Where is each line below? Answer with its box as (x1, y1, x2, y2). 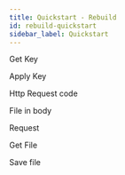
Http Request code (9, 88, 78, 99)
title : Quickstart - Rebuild (9, 12, 117, 22)
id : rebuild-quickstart (9, 21, 98, 30)
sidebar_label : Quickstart (9, 29, 109, 38)
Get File (9, 139, 38, 151)
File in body (9, 106, 52, 116)
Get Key (9, 54, 38, 65)
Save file (9, 157, 42, 168)
